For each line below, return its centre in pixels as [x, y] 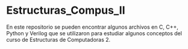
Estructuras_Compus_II [66, 10]
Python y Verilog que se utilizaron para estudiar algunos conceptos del [94, 33]
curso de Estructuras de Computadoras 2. [58, 39]
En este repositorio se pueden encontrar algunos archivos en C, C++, [92, 27]
